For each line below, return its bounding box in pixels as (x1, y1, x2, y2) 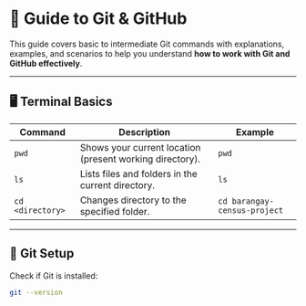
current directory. (79, 178, 155, 191)
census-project (218, 205, 284, 216)
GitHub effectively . (9, 58, 83, 69)
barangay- (231, 195, 275, 206)
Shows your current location (79, 141, 201, 153)
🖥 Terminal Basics (9, 94, 113, 110)
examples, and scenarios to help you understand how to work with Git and (9, 47, 291, 58)
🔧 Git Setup (9, 246, 75, 261)
